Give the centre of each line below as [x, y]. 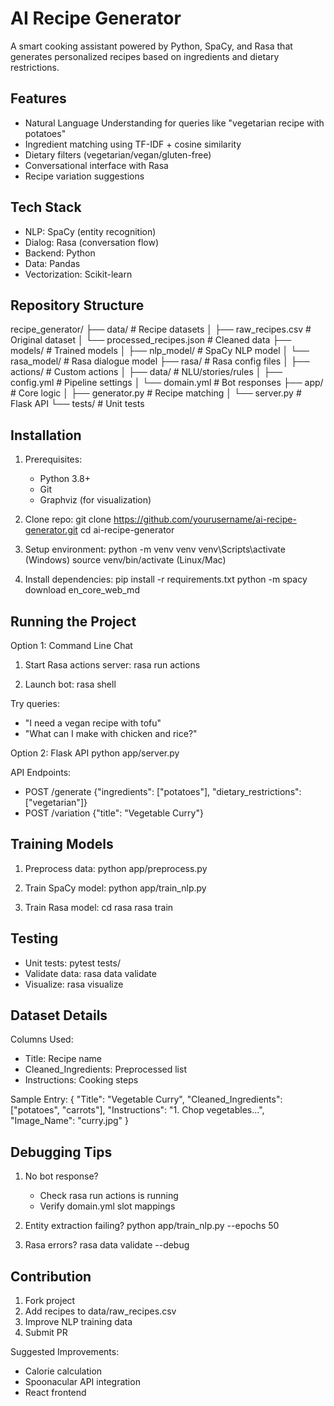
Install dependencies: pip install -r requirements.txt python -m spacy [166, 579]
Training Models [62, 844]
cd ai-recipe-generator [127, 530]
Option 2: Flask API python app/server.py [95, 753]
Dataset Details [59, 1015]
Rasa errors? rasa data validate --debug [107, 1245]
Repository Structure [77, 305]
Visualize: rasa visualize [74, 984]
